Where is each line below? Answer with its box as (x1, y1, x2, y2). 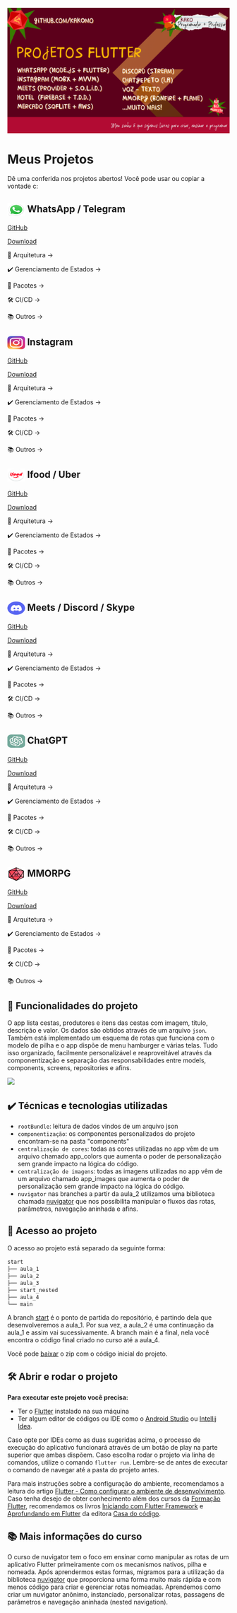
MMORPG (27, 867, 71, 879)
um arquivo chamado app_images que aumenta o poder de (17, 1174, 190, 1183)
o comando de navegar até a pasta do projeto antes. (7, 1465, 160, 1474)
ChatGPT (27, 734, 68, 746)
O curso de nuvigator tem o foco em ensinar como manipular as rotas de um (7, 1553, 229, 1561)
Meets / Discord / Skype (27, 602, 135, 614)
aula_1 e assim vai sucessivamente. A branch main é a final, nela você (7, 1328, 209, 1337)
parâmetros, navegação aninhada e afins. (17, 1204, 139, 1213)
